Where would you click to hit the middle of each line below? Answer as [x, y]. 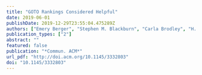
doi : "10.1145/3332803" [36, 62]
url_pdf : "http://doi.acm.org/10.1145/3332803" [68, 57]
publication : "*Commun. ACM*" [45, 51]
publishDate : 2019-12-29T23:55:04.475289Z [61, 23]
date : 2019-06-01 [28, 18]
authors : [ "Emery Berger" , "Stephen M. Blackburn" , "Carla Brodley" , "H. [102, 29]
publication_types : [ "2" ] [39, 34]
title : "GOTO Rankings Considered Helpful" [62, 12]
